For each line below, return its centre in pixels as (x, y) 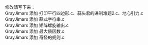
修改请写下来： (20, 7)
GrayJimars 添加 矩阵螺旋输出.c (37, 25)
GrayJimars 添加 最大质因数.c (35, 31)
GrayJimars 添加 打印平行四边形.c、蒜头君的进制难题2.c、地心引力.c (74, 13)
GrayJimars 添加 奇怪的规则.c (35, 37)
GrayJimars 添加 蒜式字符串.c (35, 19)
